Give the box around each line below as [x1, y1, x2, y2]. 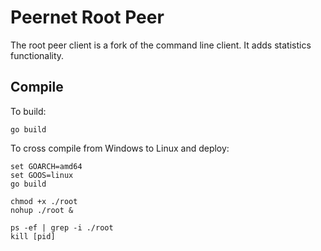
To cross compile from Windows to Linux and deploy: [10, 142, 230, 154]
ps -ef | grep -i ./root [10, 222, 114, 233]
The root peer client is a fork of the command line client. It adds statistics [10, 39, 312, 51]
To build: [10, 105, 47, 117]
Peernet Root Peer [10, 6, 165, 29]
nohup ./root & [10, 205, 74, 215]
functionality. [10, 49, 65, 61]
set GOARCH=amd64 [10, 161, 83, 171]
